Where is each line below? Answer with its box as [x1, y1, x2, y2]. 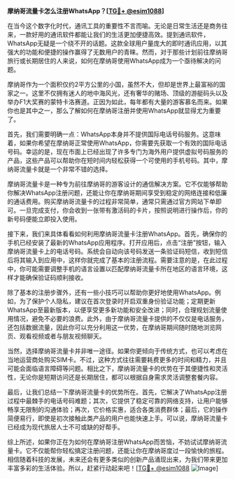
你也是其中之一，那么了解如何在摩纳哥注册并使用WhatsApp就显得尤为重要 [7, 106, 222, 115]
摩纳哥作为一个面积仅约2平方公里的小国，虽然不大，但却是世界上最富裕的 [7, 80, 220, 88]
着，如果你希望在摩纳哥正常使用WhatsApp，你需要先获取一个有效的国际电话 [7, 139, 227, 147]
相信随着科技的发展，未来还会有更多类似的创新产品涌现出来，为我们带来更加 [7, 455, 228, 464]
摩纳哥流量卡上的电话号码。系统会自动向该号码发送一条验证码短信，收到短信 [7, 248, 228, 255]
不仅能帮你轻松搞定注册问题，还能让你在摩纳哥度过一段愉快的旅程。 [31, 447, 228, 455]
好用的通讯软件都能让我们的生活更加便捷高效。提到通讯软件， [31, 31, 210, 38]
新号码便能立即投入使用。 [7, 215, 81, 223]
